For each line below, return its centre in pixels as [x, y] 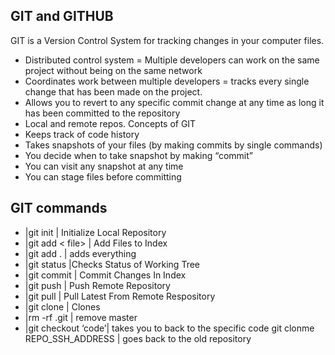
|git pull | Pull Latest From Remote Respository [120, 296]
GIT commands [59, 208]
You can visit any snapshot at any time [104, 166]
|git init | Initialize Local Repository [95, 232]
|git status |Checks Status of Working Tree [112, 264]
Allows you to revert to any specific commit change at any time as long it [174, 102]
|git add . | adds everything [80, 253]
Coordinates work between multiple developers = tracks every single [167, 81]
